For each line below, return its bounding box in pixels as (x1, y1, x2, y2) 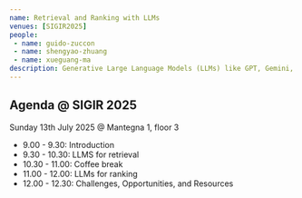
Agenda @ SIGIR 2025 (9, 97, 138, 114)
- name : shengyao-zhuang (13, 47, 107, 56)
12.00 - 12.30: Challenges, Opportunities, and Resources (22, 178, 234, 189)
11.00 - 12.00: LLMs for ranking (22, 168, 138, 179)
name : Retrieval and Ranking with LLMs (9, 13, 161, 23)
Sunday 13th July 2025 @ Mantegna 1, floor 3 (9, 122, 180, 133)
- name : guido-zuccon (13, 38, 95, 48)
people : (9, 30, 39, 39)
